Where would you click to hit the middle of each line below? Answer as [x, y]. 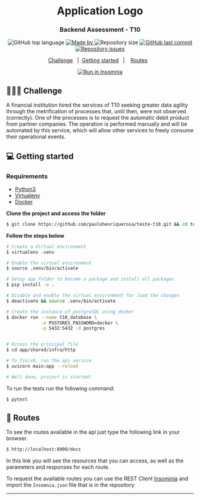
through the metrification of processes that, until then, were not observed [96, 111]
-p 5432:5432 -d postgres [73, 328]
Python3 [25, 189]
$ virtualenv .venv [30, 252]
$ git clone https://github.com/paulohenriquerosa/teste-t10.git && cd [97, 224]
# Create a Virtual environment [46, 246]
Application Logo [100, 11]
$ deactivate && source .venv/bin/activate [61, 301]
